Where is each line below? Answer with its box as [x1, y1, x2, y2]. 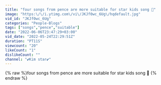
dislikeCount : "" [5, 52, 40, 57]
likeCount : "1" [5, 48, 36, 52]
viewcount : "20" [5, 43, 38, 48]
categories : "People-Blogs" [5, 20, 62, 26]
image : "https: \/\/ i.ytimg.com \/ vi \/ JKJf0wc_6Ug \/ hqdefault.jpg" [5, 12, 141, 17]
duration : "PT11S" [5, 39, 42, 44]
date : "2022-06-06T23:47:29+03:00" [5, 30, 78, 34]
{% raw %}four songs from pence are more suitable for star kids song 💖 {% [5, 70, 157, 76]
